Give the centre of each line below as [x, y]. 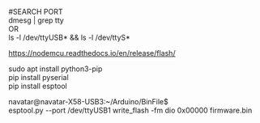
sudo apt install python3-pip [55, 69]
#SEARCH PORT [36, 12]
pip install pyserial [38, 77]
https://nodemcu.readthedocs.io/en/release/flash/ [92, 53]
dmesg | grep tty [36, 20]
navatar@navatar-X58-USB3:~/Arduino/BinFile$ [88, 102]
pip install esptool [38, 86]
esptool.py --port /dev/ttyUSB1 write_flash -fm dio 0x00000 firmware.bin [130, 110]
